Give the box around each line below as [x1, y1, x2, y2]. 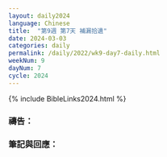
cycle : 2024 [8, 72, 48, 80]
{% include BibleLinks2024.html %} [8, 93, 127, 103]
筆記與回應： [8, 138, 59, 150]
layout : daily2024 [8, 11, 70, 20]
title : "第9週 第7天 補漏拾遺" [8, 27, 107, 35]
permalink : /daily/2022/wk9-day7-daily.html [8, 49, 161, 57]
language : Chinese [8, 19, 70, 27]
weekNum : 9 [8, 57, 45, 65]
